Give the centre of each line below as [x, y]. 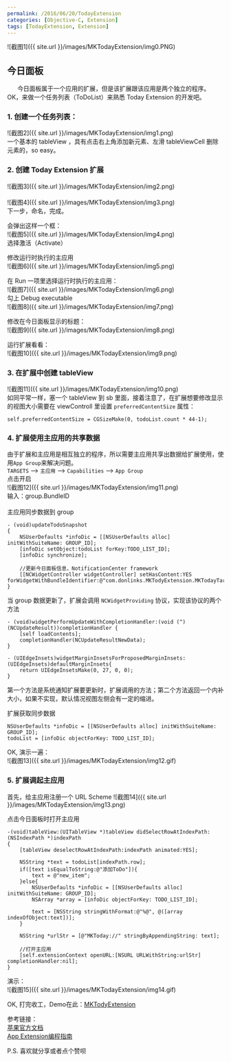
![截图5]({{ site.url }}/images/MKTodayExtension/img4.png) [91, 234]
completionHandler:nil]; [43, 961]
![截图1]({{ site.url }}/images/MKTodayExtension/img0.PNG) [91, 47]
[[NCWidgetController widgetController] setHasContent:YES [106, 575]
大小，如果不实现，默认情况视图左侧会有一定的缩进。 [82, 699]
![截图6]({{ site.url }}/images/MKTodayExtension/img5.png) [91, 266]
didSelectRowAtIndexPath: [174, 832]
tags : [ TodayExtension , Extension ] [58, 26]
